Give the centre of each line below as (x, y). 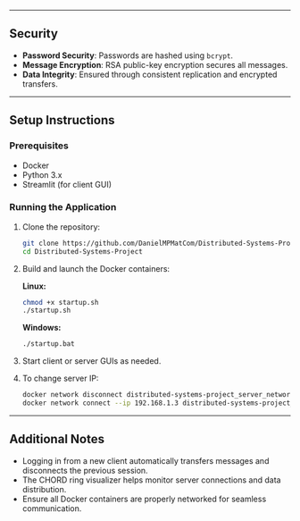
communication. (52, 508)
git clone (41, 243)
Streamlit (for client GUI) (67, 184)
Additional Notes (57, 439)
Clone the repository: (61, 227)
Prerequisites (39, 146)
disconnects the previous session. (85, 470)
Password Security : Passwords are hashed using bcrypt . (128, 55)
